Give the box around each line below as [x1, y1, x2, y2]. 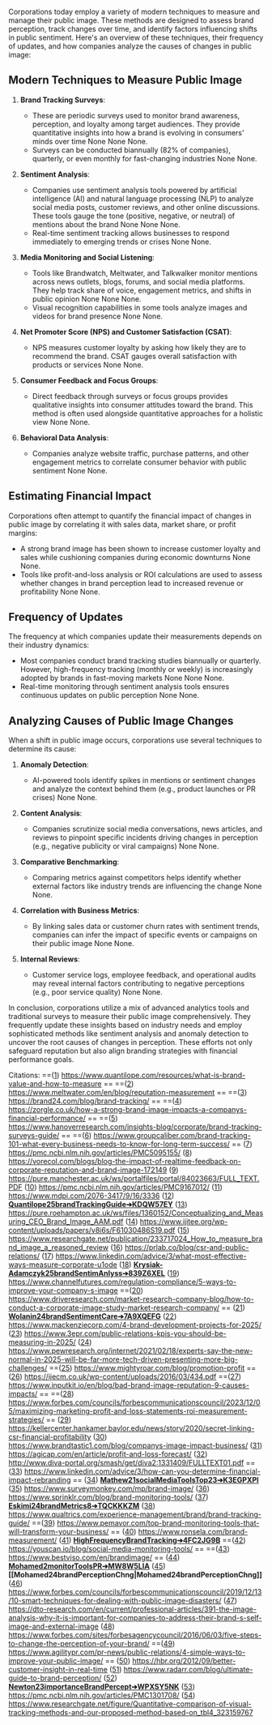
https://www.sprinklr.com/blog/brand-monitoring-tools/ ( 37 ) [8, 1492, 209, 1502]
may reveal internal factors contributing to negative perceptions [32, 978, 245, 988]
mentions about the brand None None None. [32, 219, 181, 229]
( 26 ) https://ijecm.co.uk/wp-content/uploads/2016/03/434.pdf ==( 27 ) [8, 1372, 241, 1381]
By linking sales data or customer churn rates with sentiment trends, [32, 922, 261, 931]
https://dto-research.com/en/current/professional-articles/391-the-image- [8, 1604, 257, 1614]
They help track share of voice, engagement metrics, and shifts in [32, 285, 252, 295]
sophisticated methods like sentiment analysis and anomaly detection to [8, 1029, 249, 1038]
